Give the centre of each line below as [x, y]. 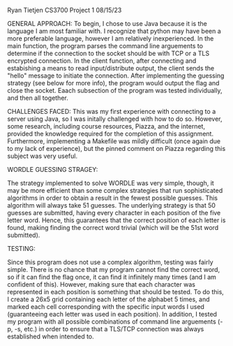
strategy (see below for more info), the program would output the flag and [113, 83]
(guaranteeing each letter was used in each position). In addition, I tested [112, 314]
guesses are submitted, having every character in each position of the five [114, 213]
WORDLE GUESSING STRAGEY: [53, 170]
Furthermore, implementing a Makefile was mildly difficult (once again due [114, 141]
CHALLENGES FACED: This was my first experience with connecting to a [112, 111]
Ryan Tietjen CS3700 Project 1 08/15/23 [65, 10]
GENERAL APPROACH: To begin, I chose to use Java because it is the [107, 23]
